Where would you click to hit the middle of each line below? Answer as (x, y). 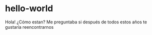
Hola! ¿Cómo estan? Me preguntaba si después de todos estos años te (76, 22)
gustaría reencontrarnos (29, 27)
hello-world (29, 9)
